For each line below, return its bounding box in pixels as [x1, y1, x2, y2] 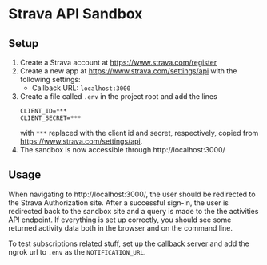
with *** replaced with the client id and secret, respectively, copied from [19, 129, 259, 137]
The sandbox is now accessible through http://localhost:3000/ [19, 145, 225, 154]
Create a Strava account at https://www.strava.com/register [19, 57, 217, 67]
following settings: [19, 75, 81, 84]
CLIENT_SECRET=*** [19, 114, 82, 122]
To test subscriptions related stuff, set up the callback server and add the [8, 239, 249, 248]
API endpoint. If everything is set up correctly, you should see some [8, 215, 232, 224]
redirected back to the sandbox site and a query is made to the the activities [8, 206, 259, 216]
